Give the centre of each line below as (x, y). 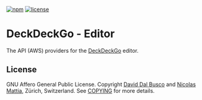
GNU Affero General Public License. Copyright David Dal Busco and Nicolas (101, 84)
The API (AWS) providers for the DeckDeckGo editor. (72, 50)
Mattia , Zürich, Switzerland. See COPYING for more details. (81, 90)
